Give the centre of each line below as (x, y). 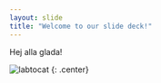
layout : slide (36, 18)
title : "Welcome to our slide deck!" (81, 26)
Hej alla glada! (36, 51)
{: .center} (70, 69)
